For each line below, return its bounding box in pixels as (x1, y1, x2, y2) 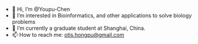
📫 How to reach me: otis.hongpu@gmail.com (11, 32, 124, 38)
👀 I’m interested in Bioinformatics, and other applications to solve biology (11, 12, 192, 19)
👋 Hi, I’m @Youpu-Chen (11, 6, 71, 12)
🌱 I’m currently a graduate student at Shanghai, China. (11, 24, 145, 32)
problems (11, 18, 36, 25)
